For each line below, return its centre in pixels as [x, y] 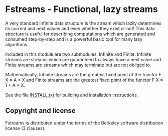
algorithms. [17, 44]
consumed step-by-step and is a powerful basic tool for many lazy [74, 39]
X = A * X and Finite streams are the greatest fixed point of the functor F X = [84, 80]
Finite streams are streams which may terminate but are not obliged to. [78, 65]
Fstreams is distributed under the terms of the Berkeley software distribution [84, 123]
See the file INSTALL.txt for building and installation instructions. [72, 95]
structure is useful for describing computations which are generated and [80, 34]
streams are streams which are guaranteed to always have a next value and [83, 59]
